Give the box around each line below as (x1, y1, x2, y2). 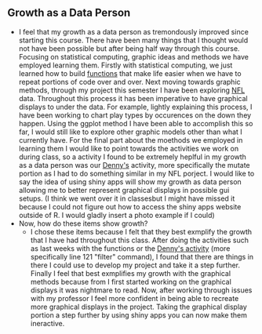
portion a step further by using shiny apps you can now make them (30, 310, 248, 320)
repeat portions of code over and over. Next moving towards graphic (18, 77, 241, 86)
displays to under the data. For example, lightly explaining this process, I (18, 102, 253, 111)
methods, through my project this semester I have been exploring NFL (18, 85, 246, 95)
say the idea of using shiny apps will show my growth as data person (18, 176, 242, 187)
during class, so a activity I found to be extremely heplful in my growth (18, 152, 246, 162)
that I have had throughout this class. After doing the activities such (30, 235, 249, 245)
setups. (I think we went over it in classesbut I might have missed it (18, 194, 235, 203)
